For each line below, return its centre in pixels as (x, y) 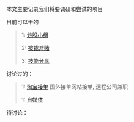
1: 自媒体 (32, 100)
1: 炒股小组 (35, 35)
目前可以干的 (22, 22)
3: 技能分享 (35, 61)
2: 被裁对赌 (35, 48)
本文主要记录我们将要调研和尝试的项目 (54, 9)
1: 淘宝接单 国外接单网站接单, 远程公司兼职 (75, 87)
